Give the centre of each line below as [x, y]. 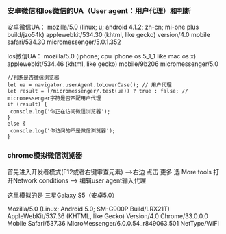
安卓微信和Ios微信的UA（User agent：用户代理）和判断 [99, 10]
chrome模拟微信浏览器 [45, 156]
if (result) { [27, 104]
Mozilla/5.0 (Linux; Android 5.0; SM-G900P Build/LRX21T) [88, 209]
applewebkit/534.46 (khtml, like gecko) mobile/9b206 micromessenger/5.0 [113, 64]
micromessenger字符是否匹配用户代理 [54, 98]
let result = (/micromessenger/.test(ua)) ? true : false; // [98, 91]
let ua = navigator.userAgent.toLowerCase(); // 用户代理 [90, 85]
